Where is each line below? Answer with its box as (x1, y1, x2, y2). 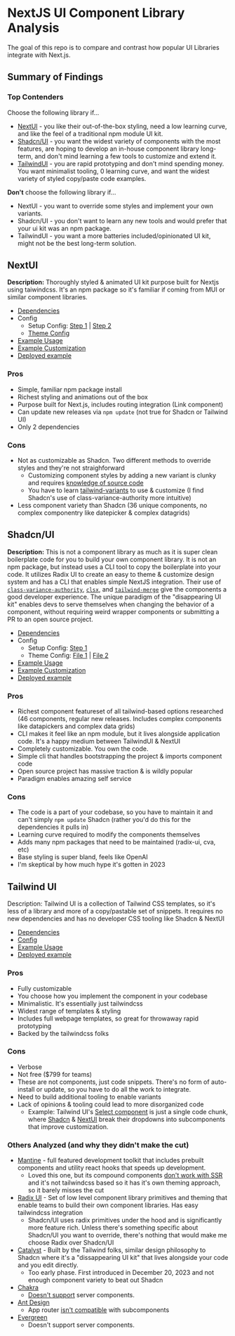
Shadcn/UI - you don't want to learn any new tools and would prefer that (17, 216, 227, 225)
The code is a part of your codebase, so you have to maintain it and (17, 808, 213, 816)
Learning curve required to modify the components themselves (17, 830, 201, 839)
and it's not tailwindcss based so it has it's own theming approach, (27, 1178, 221, 1187)
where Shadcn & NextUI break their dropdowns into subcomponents (27, 1115, 226, 1123)
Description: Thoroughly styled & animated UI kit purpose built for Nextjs (7, 278, 220, 287)
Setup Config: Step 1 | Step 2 (27, 322, 112, 330)
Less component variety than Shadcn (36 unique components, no (17, 501, 208, 510)
